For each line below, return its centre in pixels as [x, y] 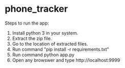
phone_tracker [36, 9]
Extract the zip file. [32, 38]
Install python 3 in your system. [45, 33]
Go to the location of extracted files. [50, 43]
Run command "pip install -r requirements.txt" [60, 49]
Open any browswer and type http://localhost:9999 [66, 60]
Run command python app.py [43, 55]
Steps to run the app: [27, 23]
